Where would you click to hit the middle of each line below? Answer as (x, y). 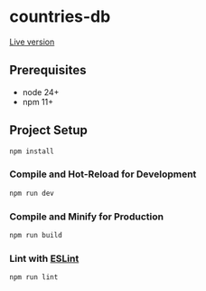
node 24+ (41, 92)
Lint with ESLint (44, 258)
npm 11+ (38, 102)
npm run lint (34, 277)
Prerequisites (48, 70)
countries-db (60, 17)
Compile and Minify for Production (87, 217)
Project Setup (49, 130)
